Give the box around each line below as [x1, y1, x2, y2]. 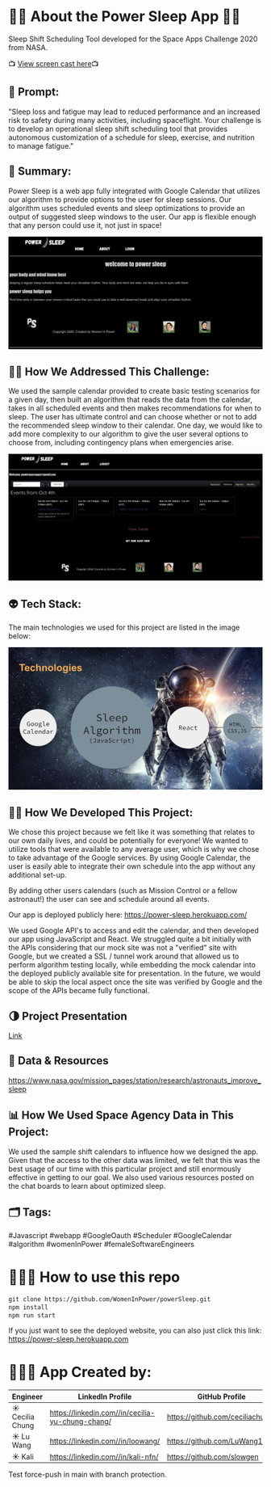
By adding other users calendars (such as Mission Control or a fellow [8, 886, 238, 895]
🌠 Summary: [8, 165, 72, 179]
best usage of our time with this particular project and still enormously [8, 1164, 242, 1173]
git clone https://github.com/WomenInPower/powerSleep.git [8, 1295, 211, 1304]
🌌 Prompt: [8, 85, 60, 99]
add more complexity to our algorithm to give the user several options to [8, 429, 248, 439]
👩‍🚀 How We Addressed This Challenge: [8, 364, 210, 378]
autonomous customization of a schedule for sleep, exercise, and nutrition [8, 133, 256, 142]
